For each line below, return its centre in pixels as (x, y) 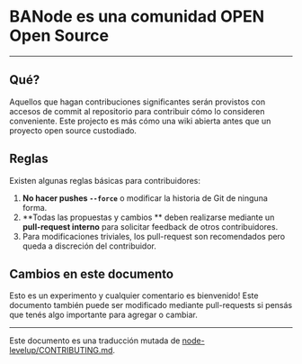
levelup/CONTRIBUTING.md (61, 350)
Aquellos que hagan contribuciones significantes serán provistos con (138, 102)
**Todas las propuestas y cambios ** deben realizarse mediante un (148, 217)
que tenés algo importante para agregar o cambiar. (103, 315)
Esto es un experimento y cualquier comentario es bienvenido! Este (134, 296)
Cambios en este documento (91, 273)
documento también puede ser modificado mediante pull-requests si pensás (151, 305)
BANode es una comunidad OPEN (137, 17)
